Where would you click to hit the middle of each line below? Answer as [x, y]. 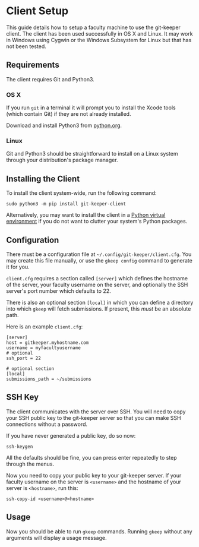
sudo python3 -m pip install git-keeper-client [66, 204]
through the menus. [30, 464]
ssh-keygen [20, 447]
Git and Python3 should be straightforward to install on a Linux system [92, 154]
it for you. [18, 267]
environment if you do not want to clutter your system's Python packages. [97, 222]
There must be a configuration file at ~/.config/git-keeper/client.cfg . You [99, 254]
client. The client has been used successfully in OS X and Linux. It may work [99, 33]
